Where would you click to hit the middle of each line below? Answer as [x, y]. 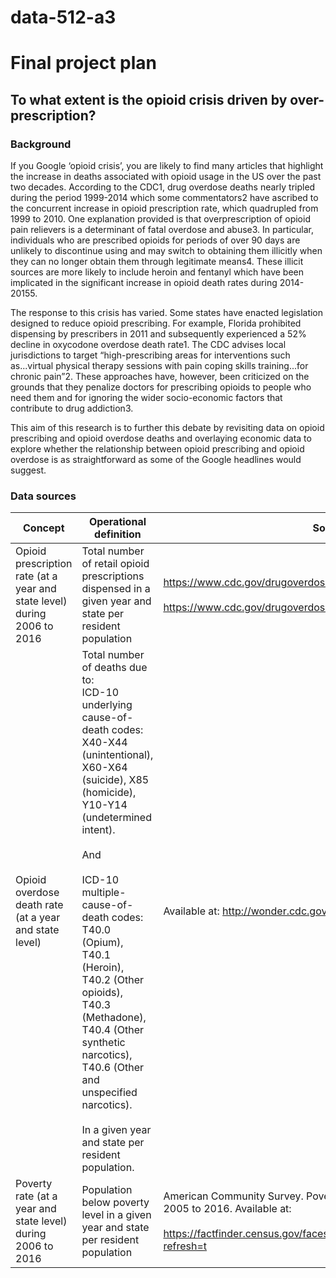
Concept [43, 528]
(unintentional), [117, 755]
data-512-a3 [63, 17]
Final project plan [84, 63]
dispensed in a [116, 589]
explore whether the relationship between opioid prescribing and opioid [157, 449]
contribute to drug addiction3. [72, 408]
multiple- [104, 893]
